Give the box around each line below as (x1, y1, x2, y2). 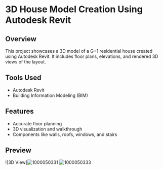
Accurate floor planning (12, 120, 62, 126)
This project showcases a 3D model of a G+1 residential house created (5, 48, 153, 54)
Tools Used (5, 74, 42, 82)
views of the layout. (5, 59, 47, 64)
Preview (5, 146, 32, 155)
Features (5, 107, 34, 116)
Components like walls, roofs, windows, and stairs (12, 131, 117, 138)
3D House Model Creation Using (5, 4, 143, 15)
